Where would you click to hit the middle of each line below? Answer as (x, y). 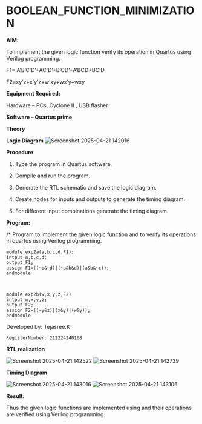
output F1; (20, 262)
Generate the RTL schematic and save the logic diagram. (86, 187)
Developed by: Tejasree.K (38, 326)
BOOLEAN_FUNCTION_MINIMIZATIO (100, 11)
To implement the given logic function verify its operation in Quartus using (99, 51)
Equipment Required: (33, 93)
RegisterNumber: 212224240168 (44, 338)
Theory (16, 128)
